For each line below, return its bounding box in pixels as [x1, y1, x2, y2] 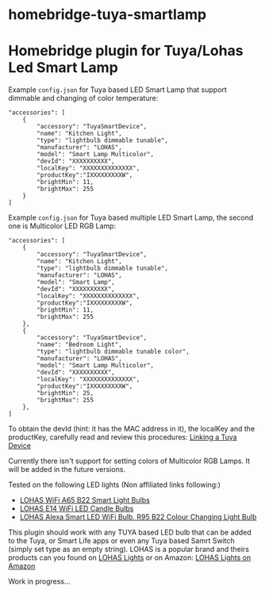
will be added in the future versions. [8, 465, 125, 474]
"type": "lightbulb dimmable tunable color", [36, 347, 190, 356]
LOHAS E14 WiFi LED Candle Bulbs [19, 504, 134, 513]
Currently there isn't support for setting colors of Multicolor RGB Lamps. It [8, 456, 250, 466]
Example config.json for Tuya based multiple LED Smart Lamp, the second [8, 213, 254, 223]
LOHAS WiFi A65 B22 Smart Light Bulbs [19, 496, 151, 505]
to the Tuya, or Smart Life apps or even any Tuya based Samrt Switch [8, 536, 236, 546]
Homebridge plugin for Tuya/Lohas [8, 42, 244, 60]
